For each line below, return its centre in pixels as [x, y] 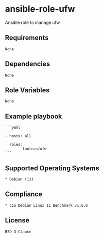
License [17, 220]
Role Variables [27, 90]
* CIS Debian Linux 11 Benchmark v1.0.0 [47, 205]
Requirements [27, 38]
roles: [16, 145]
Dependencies [27, 64]
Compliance [24, 194]
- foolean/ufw [32, 149]
